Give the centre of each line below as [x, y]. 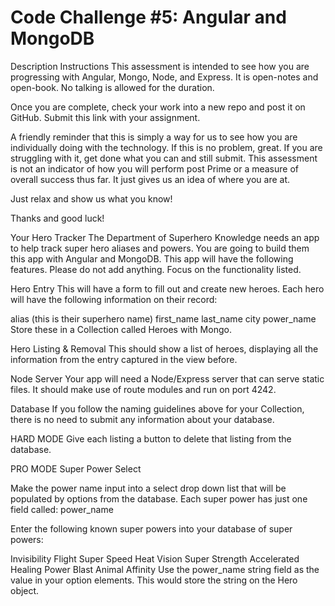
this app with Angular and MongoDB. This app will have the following [152, 258]
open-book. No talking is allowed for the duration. [112, 87]
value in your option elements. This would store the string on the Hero [154, 580]
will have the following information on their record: [114, 299]
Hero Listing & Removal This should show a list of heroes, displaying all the [164, 348]
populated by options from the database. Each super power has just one [159, 498]
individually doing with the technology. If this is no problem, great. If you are [166, 147]
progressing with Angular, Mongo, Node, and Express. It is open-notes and [164, 77]
